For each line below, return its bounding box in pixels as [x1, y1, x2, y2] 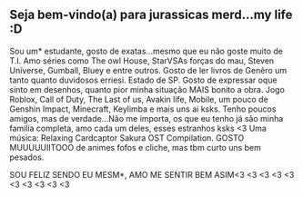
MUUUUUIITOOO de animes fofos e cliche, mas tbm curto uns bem [9, 142, 262, 153]
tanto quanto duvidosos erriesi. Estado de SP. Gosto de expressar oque [9, 74, 278, 85]
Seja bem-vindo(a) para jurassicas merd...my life [9, 7, 293, 23]
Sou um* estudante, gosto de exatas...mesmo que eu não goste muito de [9, 45, 284, 56]
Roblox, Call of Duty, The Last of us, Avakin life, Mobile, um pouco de [9, 94, 268, 104]
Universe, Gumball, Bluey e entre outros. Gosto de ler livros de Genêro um [9, 64, 288, 75]
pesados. [9, 152, 45, 163]
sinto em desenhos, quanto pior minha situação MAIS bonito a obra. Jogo [9, 84, 285, 94]
